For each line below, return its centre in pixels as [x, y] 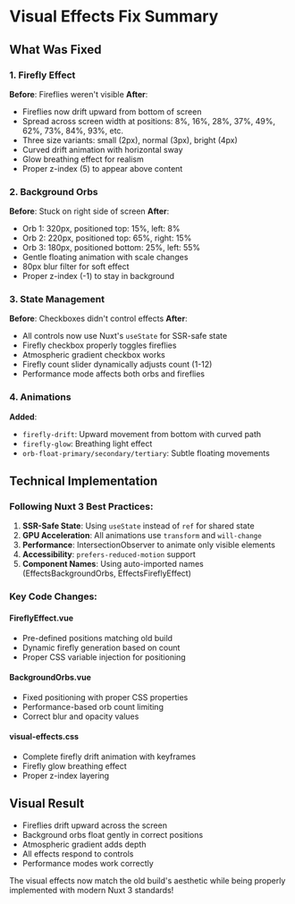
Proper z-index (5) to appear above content [102, 168]
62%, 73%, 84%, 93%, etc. [72, 131]
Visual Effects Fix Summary [114, 17]
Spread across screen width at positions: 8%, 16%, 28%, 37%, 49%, [148, 121]
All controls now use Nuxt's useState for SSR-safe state [125, 336]
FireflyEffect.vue [42, 618]
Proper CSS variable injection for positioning [104, 657]
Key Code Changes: [54, 596]
